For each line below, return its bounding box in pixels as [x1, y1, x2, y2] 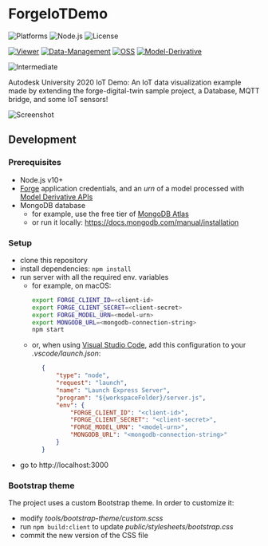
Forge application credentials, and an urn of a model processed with [19, 183, 245, 193]
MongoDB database [19, 200, 86, 210]
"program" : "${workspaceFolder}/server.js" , [55, 394, 207, 402]
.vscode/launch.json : [31, 348, 101, 359]
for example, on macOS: [31, 281, 112, 290]
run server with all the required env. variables [19, 272, 169, 281]
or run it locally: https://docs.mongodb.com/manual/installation [31, 217, 239, 227]
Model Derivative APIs [19, 192, 93, 202]
